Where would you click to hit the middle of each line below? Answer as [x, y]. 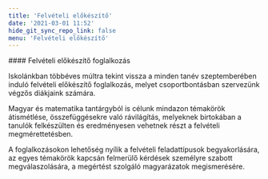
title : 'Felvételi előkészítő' [60, 16]
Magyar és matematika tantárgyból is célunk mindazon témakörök [117, 109]
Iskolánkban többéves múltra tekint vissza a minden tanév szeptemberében [133, 76]
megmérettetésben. [41, 134]
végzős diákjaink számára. [52, 93]
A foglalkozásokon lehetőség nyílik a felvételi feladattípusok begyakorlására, [134, 149]
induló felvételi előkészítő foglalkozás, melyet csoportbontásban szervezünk [134, 85]
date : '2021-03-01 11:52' [51, 23]
